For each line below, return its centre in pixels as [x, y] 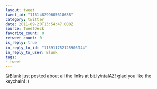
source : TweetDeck [25, 29]
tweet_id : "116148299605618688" [39, 15]
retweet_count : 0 [24, 38]
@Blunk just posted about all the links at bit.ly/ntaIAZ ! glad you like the [78, 76]
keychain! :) [17, 81]
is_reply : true [21, 43]
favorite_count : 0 [25, 33]
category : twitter [25, 19]
